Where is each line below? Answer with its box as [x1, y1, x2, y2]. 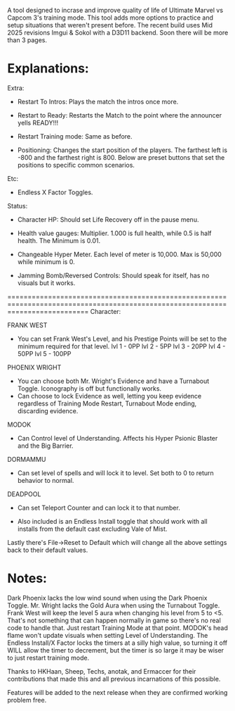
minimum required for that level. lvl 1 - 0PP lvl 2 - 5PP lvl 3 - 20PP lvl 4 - [17, 341, 226, 351]
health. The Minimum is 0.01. [17, 236, 100, 245]
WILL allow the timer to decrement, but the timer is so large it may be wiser [7, 646, 224, 654]
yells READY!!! [17, 118, 58, 127]
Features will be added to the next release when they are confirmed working [7, 688, 228, 696]
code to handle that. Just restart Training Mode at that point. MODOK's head [7, 623, 228, 632]
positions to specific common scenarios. [17, 161, 135, 169]
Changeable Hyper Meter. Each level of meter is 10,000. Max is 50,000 [17, 250, 222, 258]
